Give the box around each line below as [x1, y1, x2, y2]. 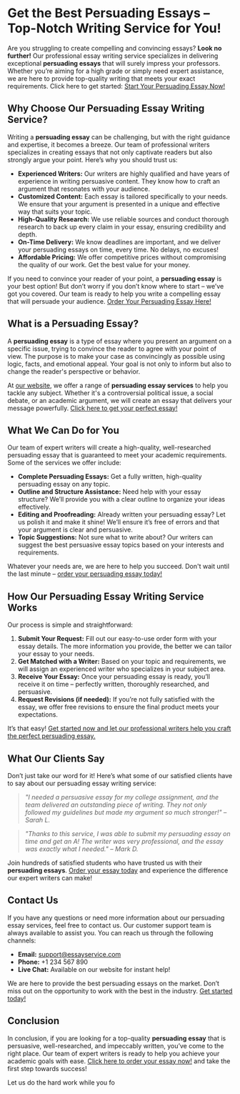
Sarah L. [24, 816, 51, 824]
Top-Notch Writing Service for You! [7, 20, 221, 36]
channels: [7, 936, 36, 945]
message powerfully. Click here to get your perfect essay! [7, 404, 178, 412]
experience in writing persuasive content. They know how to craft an [17, 176, 220, 185]
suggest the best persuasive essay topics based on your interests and [17, 541, 224, 550]
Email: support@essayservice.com [17, 950, 121, 958]
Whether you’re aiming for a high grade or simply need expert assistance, [7, 66, 224, 75]
